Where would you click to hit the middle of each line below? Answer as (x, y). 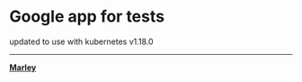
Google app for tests (87, 17)
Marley (23, 67)
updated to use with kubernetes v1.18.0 (82, 41)
